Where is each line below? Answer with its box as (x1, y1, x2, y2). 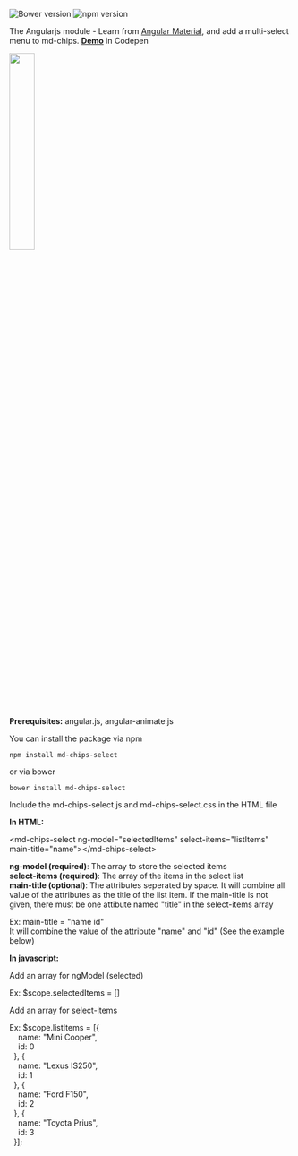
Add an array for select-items (9, 1005, 118, 1015)
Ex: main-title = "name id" (9, 917, 105, 927)
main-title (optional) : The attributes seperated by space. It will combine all (9, 880, 285, 891)
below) (9, 936, 35, 945)
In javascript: (9, 953, 60, 963)
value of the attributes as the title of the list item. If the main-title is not (9, 890, 268, 900)
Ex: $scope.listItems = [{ (9, 1022, 100, 1032)
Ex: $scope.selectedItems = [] (9, 988, 121, 998)
